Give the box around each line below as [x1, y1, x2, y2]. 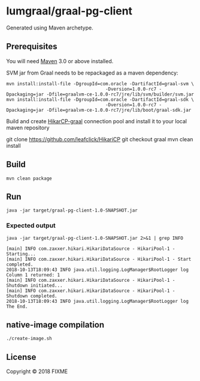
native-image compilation [6, 320, 105, 330]
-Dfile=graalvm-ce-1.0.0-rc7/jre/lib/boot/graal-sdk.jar [46, 107, 192, 113]
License [6, 352, 37, 362]
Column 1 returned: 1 [6, 272, 60, 278]
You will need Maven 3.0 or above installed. [6, 57, 114, 64]
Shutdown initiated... [6, 282, 63, 288]
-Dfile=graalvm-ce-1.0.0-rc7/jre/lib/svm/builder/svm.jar [46, 91, 195, 97]
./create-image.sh [6, 335, 52, 342]
